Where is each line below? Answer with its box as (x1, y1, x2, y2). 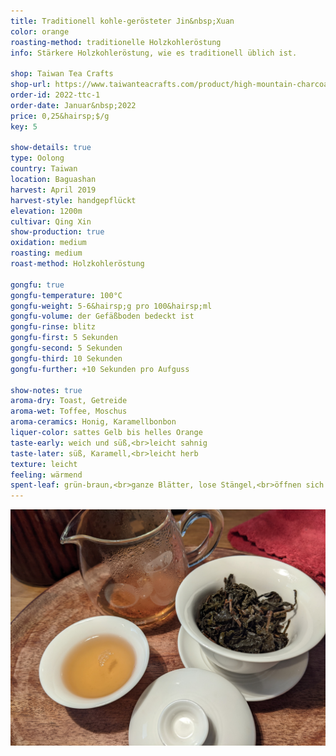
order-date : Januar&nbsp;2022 (10, 100, 137, 110)
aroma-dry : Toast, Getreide (10, 396, 128, 406)
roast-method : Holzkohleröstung (10, 259, 145, 269)
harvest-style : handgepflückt (10, 195, 137, 205)
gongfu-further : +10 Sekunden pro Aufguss (10, 364, 190, 374)
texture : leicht (10, 459, 78, 469)
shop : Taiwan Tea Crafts (10, 69, 114, 79)
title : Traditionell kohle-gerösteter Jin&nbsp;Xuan (10, 16, 235, 26)
